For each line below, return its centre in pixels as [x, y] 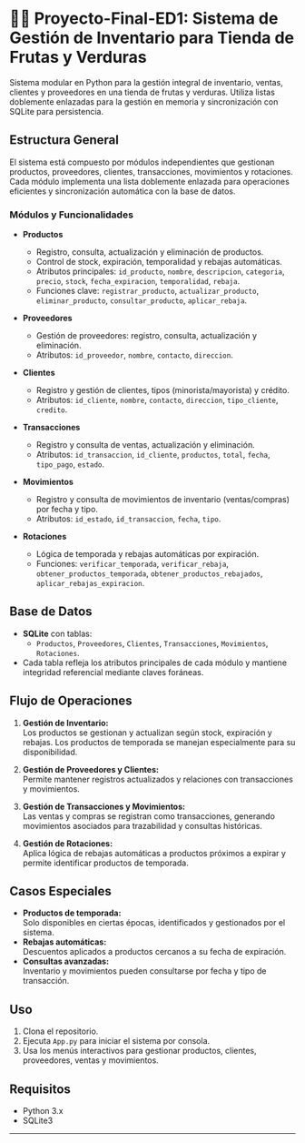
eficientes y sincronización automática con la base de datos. [123, 191]
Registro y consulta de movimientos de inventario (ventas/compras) [163, 500]
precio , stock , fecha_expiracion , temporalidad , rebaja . [138, 281]
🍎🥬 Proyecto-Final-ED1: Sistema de [144, 19]
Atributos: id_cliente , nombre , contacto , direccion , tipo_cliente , [157, 400]
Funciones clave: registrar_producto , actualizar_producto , [148, 291]
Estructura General [64, 140]
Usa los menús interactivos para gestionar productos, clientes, [139, 1051]
